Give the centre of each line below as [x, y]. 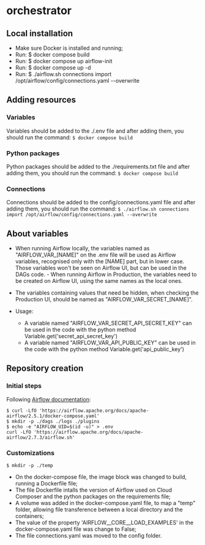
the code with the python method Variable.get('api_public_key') [104, 349]
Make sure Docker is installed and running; [69, 48]
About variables [37, 234]
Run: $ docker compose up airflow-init [64, 61]
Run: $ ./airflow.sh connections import [63, 74]
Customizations [31, 453]
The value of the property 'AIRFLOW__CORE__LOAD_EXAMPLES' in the [104, 523]
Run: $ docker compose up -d [53, 68]
